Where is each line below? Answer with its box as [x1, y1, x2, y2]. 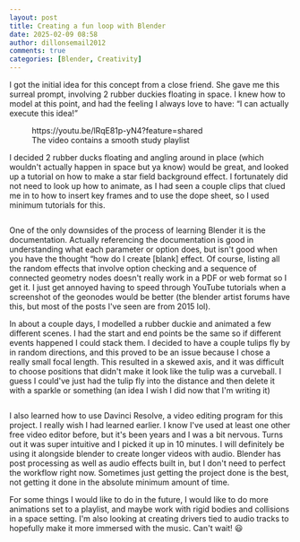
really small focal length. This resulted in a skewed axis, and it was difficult [9, 357, 285, 367]
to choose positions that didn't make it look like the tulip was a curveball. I [9, 366, 282, 376]
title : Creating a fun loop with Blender [9, 22, 167, 30]
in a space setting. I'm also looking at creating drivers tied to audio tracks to [9, 513, 289, 524]
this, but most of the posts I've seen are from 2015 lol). [9, 301, 211, 312]
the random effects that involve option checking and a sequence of [9, 263, 257, 273]
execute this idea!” [9, 108, 79, 118]
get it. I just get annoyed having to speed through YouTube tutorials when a [9, 282, 287, 292]
